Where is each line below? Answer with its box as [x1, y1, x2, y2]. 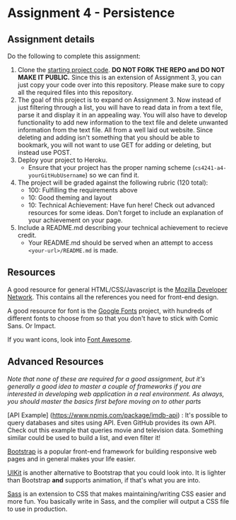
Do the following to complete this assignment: [7, 52, 141, 60]
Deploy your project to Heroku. [17, 156, 108, 164]
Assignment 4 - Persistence [7, 5, 175, 21]
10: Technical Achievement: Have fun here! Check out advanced [28, 201, 216, 209]
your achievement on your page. [28, 216, 123, 224]
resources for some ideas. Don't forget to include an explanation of [28, 209, 224, 216]
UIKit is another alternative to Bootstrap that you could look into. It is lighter [7, 468, 226, 477]
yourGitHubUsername [28, 172, 86, 179]
